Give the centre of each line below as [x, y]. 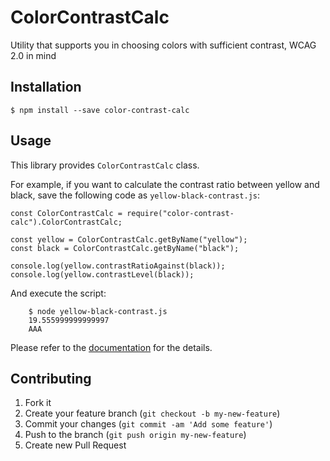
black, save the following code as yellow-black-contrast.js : [135, 195]
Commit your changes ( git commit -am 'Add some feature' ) [148, 424]
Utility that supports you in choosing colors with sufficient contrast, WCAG [163, 45]
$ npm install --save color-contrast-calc [100, 110]
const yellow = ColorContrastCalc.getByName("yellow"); [129, 239]
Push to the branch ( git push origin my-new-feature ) [135, 435]
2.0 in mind [33, 55]
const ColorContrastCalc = [66, 213]
